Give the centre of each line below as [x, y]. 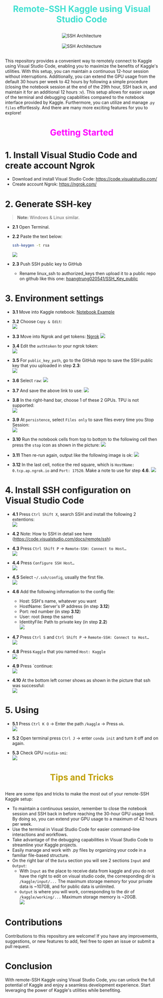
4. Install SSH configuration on [68, 490]
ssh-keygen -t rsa [31, 246]
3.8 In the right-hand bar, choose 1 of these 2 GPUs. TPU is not [75, 400]
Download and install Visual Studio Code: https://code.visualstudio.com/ [84, 179]
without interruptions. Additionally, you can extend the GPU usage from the [80, 76]
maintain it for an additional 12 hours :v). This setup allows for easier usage [80, 92]
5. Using [22, 710]
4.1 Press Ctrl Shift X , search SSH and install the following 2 [74, 514]
